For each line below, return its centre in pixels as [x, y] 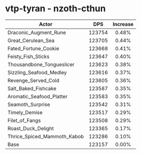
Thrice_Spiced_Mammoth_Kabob [46, 136]
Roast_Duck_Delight [31, 128]
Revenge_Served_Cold [34, 80]
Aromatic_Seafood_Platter [38, 96]
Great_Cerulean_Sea [31, 40]
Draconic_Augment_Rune [37, 32]
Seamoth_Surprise [29, 104]
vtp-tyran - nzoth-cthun [56, 9]
